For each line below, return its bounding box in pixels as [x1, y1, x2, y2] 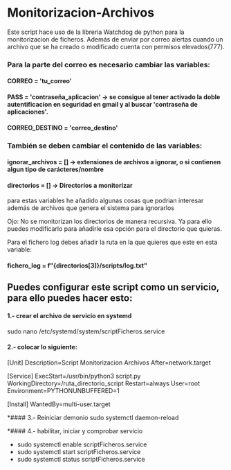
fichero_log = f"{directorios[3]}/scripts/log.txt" [7, 261, 147, 270]
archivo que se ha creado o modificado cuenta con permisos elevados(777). [7, 42, 225, 51]
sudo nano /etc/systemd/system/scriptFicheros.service [7, 327, 165, 336]
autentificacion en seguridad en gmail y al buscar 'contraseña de [7, 101, 198, 109]
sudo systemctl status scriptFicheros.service [17, 455, 145, 463]
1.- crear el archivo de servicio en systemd [7, 311, 132, 320]
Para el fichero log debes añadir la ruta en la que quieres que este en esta [7, 238, 218, 247]
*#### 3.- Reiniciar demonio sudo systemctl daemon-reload [7, 413, 179, 421]
